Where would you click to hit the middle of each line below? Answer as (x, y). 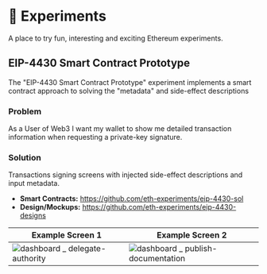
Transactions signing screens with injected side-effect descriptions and (126, 175)
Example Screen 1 (66, 235)
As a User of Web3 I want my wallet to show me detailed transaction (120, 129)
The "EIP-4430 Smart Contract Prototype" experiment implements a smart (130, 82)
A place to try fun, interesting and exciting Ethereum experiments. (116, 38)
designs (33, 216)
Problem (25, 111)
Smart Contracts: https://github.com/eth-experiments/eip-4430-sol (132, 199)
